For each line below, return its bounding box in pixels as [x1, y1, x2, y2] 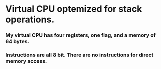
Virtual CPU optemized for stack [5, 3, 142, 15]
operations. [5, 14, 55, 25]
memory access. [5, 58, 47, 65]
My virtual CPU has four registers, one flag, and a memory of [5, 32, 156, 39]
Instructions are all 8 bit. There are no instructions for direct [5, 51, 154, 58]
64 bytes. [5, 38, 29, 45]
